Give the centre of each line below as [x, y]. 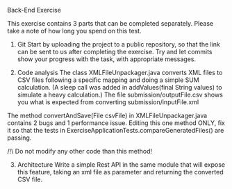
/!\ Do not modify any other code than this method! [80, 151]
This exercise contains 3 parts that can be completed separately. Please [110, 23]
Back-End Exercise [34, 10]
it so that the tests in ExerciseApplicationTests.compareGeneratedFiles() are [116, 130]
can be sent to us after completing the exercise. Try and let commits [115, 52]
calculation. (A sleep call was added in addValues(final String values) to [119, 87]
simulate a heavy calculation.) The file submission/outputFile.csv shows [120, 94]
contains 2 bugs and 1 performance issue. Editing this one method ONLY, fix [116, 123]
